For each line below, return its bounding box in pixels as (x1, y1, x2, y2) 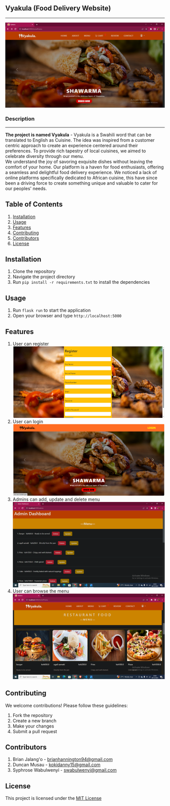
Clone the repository (12, 268, 56, 275)
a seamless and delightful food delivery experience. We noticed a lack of (5, 169, 157, 175)
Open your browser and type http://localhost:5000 (12, 313, 122, 319)
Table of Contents (5, 200, 63, 209)
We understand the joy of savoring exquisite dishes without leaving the (5, 158, 153, 164)
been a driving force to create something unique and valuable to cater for (5, 180, 158, 186)
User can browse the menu (12, 588, 69, 594)
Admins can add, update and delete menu (12, 496, 100, 502)
